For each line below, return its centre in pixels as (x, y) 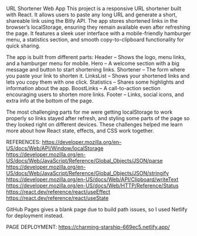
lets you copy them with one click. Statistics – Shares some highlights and (95, 82)
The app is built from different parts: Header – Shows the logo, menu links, (96, 57)
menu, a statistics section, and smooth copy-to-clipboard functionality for (95, 40)
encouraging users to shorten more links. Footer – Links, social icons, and (95, 94)
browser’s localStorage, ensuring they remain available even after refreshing (98, 27)
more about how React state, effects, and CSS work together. (80, 131)
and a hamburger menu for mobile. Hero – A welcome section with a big (93, 63)
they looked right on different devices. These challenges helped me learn (94, 124)
